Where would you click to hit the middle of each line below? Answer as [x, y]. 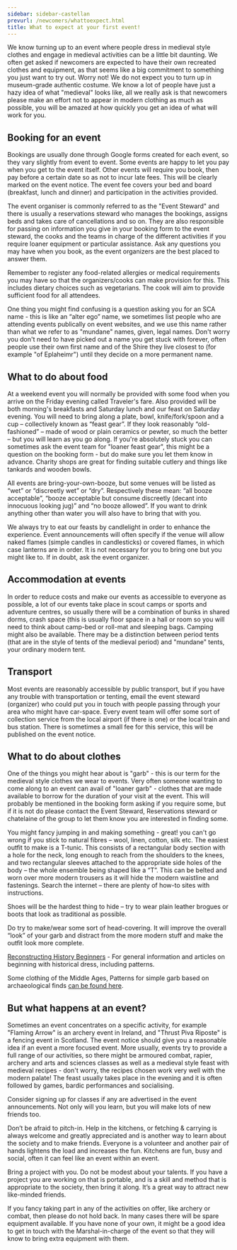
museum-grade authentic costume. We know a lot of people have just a [111, 85]
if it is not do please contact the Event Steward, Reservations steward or [112, 811]
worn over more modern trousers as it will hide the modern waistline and [113, 878]
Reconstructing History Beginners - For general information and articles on [116, 957]
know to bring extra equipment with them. [68, 1239]
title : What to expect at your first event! [74, 27]
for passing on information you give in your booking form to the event [109, 229]
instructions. [25, 893]
